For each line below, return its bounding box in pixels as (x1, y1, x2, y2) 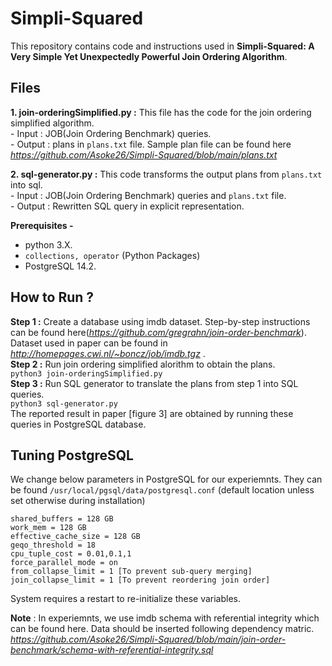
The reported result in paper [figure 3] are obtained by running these (10, 407, 294, 419)
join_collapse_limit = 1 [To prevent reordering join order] (10, 575, 271, 586)
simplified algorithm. (10, 117, 95, 129)
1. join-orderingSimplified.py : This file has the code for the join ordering (10, 106, 312, 118)
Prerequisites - (10, 219, 74, 231)
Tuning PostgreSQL (10, 447, 134, 464)
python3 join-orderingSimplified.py (10, 368, 163, 379)
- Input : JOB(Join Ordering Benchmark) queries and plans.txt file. (10, 189, 287, 201)
